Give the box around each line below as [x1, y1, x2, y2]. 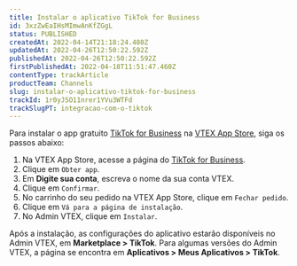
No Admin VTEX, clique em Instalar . [21, 211, 158, 222]
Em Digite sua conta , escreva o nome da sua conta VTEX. [21, 174, 235, 184]
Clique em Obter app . [21, 164, 100, 175]
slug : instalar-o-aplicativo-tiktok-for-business [9, 87, 197, 96]
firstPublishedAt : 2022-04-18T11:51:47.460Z [9, 63, 176, 72]
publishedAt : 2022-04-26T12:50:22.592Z [9, 54, 157, 63]
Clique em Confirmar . [21, 183, 100, 193]
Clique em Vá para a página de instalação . [21, 201, 184, 213]
